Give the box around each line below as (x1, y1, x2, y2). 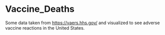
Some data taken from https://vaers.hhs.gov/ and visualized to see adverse (5, 20, 160, 26)
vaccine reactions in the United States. (5, 25, 85, 31)
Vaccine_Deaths (5, 3, 75, 15)
